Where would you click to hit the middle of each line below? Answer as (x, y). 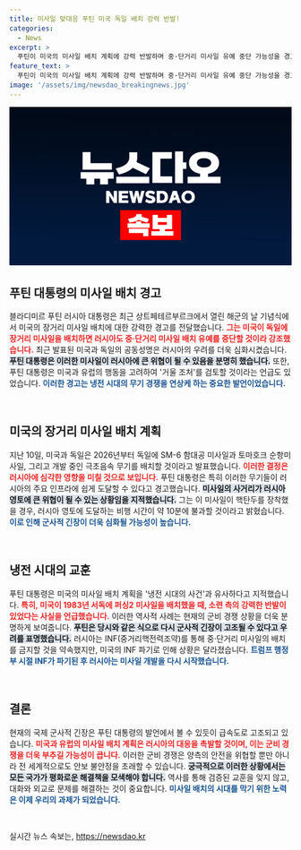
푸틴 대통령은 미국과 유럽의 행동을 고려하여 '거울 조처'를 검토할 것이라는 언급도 (146, 373)
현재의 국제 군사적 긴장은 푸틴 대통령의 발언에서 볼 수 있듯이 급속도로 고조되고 (144, 732)
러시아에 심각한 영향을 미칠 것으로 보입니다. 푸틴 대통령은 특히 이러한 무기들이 (143, 477)
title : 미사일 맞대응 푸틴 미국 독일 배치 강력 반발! (95, 19)
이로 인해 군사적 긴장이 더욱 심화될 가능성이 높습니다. (100, 522)
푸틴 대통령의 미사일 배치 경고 (86, 292)
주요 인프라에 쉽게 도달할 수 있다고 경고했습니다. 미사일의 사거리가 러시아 (159, 488)
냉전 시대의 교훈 (50, 570)
